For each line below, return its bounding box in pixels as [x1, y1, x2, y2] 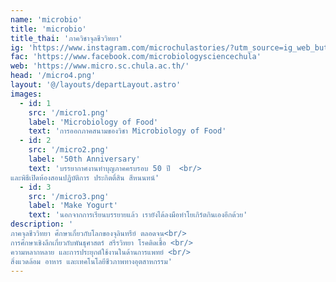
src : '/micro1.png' [28, 107, 110, 118]
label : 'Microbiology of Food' [28, 117, 159, 127]
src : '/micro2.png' [28, 145, 110, 155]
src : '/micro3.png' [28, 191, 110, 201]
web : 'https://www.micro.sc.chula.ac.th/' [10, 61, 190, 71]
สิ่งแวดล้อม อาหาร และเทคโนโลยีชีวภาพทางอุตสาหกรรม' [10, 256, 173, 266]
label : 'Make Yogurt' [28, 201, 118, 211]
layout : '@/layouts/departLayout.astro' [10, 80, 182, 90]
